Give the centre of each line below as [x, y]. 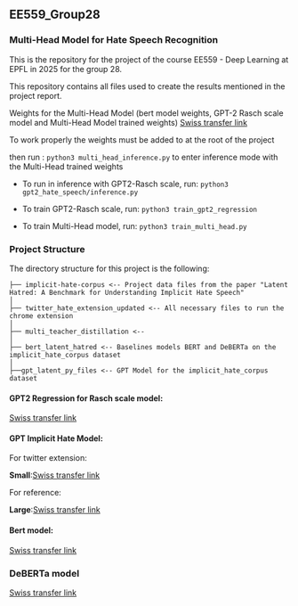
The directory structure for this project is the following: [109, 268]
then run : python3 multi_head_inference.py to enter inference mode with [144, 157]
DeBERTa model [44, 573]
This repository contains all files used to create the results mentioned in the [147, 86]
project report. [36, 95]
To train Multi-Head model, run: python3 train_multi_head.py [134, 225]
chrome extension [41, 315]
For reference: [36, 493]
